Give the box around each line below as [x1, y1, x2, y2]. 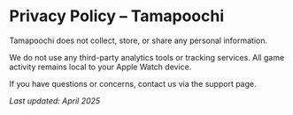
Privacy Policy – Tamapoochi [9, 6, 225, 26]
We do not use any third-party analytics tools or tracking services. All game [9, 52, 285, 62]
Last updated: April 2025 [9, 95, 101, 106]
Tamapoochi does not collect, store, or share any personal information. [9, 35, 268, 46]
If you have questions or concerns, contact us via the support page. [9, 78, 257, 89]
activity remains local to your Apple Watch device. [9, 61, 192, 72]
